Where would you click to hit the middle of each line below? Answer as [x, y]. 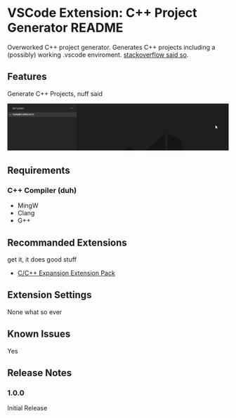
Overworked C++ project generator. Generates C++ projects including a [111, 47]
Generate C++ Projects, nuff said [55, 93]
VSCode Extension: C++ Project [103, 13]
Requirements [39, 170]
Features [27, 77]
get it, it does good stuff [42, 259]
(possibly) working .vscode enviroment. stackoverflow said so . [98, 55]
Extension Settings [50, 295]
